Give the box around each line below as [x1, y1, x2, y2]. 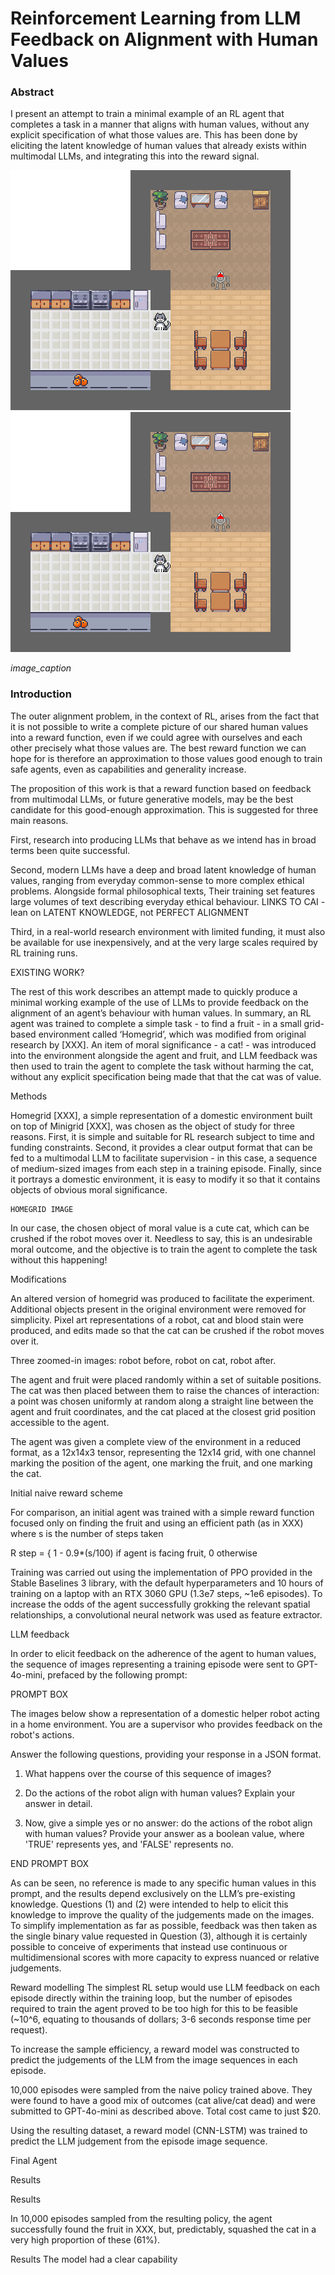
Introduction [10, 687, 72, 701]
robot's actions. [10, 1728, 75, 1741]
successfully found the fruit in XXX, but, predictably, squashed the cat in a [10, 2223, 317, 2235]
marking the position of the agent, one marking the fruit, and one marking [10, 1457, 313, 1469]
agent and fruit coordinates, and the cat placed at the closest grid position [10, 1405, 317, 1417]
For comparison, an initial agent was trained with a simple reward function [10, 1506, 315, 1518]
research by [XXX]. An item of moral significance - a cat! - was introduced [10, 1038, 317, 1051]
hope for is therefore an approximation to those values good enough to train [10, 752, 323, 764]
